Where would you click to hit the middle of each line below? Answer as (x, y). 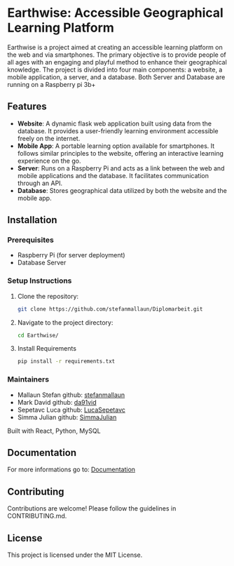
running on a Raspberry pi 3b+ (51, 84)
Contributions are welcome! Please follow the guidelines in (92, 508)
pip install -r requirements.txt (66, 362)
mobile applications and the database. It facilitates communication (113, 175)
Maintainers (28, 379)
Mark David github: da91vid (57, 402)
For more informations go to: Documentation (71, 470)
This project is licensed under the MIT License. (75, 555)
